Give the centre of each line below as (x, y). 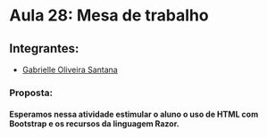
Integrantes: (44, 49)
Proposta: (31, 93)
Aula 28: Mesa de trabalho (109, 16)
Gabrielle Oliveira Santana (70, 69)
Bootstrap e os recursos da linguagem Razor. (95, 123)
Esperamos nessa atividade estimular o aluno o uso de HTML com (134, 114)
